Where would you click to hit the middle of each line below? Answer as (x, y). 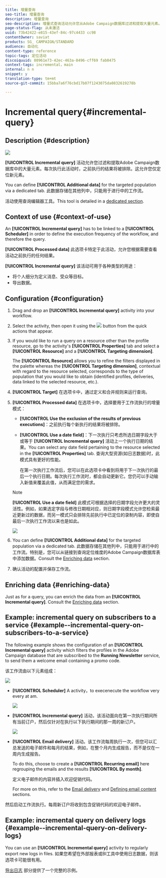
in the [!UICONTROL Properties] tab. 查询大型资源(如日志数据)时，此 (90, 454)
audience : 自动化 (22, 46)
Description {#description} (47, 141)
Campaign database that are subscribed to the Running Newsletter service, (83, 655)
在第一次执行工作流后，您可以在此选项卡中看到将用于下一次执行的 (87, 470)
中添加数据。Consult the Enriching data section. (61, 558)
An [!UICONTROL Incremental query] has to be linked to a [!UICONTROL (80, 229)
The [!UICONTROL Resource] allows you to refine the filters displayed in (86, 361)
